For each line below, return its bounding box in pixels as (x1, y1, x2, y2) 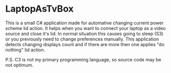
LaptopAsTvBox (5, 3, 74, 15)
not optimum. (5, 62, 33, 68)
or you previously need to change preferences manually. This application (5, 36, 159, 42)
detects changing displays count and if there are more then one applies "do (5, 41, 165, 47)
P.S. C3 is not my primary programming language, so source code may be (5, 56, 161, 62)
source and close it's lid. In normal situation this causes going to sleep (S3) (5, 30, 164, 36)
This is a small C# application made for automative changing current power (5, 20, 164, 26)
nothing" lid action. (5, 47, 46, 53)
